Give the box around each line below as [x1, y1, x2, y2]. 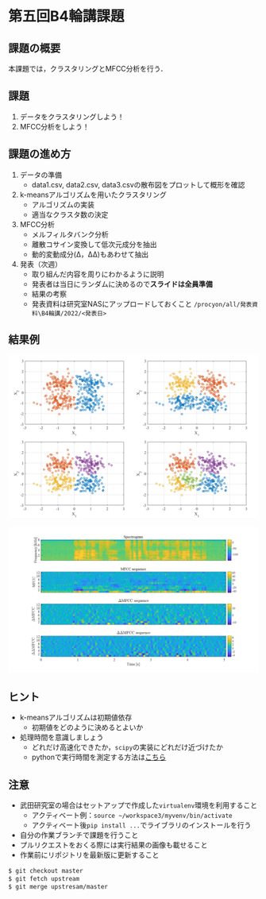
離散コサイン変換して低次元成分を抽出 [31, 239, 157, 249]
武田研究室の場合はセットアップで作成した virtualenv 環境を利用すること [19, 801, 258, 810]
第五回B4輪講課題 [8, 7, 125, 25]
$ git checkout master [8, 867, 83, 875]
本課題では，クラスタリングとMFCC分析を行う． [8, 64, 168, 73]
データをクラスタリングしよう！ [19, 112, 125, 122]
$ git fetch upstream [8, 875, 80, 883]
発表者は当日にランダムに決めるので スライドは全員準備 [31, 279, 213, 288]
